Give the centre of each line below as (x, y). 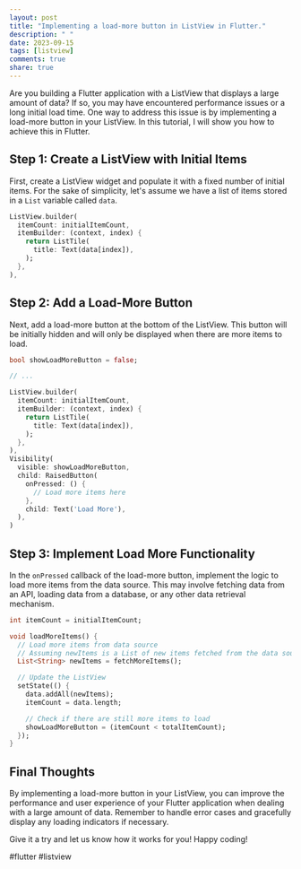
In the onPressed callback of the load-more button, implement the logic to (144, 575)
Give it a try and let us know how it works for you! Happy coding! (129, 839)
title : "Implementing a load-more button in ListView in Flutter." (138, 26)
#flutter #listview (40, 856)
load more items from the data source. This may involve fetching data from (147, 585)
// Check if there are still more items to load (118, 718)
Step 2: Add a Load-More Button (101, 303)
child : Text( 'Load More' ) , (76, 509)
